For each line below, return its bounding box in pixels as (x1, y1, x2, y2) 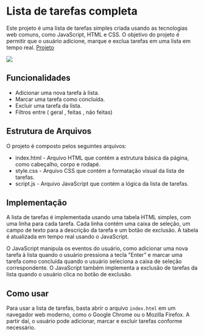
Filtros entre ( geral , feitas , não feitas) (15, 108, 113, 116)
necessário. (6, 324, 36, 331)
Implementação (6, 197, 67, 208)
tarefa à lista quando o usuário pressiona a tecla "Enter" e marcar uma (6, 251, 183, 259)
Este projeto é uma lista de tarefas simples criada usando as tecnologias (6, 24, 188, 32)
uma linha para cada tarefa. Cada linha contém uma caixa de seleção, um (6, 220, 191, 228)
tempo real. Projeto (6, 44, 55, 51)
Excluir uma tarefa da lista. (15, 102, 82, 109)
